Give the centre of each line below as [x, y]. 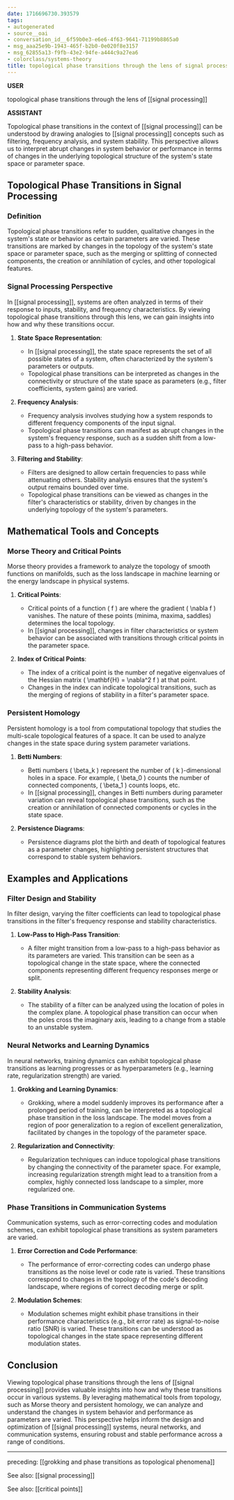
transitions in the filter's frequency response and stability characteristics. [112, 921]
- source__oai [28, 33]
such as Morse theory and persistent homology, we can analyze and [105, 1404]
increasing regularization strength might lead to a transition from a [123, 1174]
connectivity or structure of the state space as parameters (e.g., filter [127, 381]
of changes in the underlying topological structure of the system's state [110, 156]
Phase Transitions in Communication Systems [87, 1207]
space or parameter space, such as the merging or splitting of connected [112, 254]
